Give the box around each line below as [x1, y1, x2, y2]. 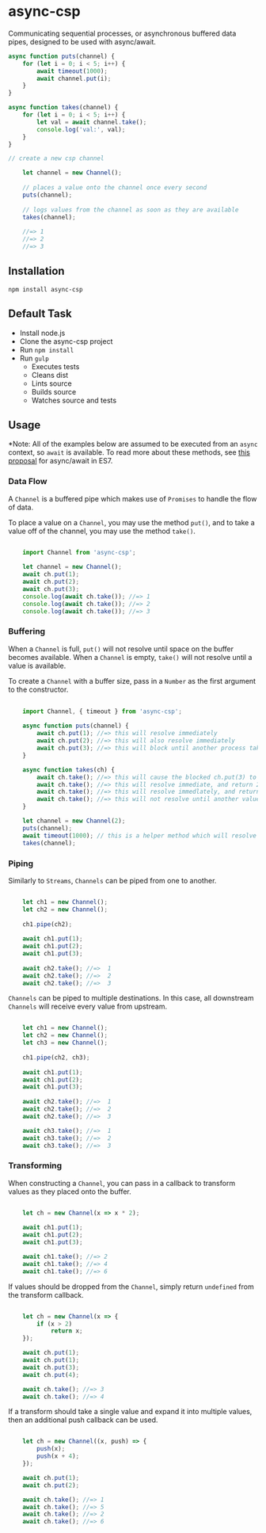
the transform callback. [8, 1290, 85, 1299]
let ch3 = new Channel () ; [22, 1039, 108, 1047]
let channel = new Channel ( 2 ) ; [22, 817, 126, 826]
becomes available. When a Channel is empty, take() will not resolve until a [8, 652, 253, 662]
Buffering [8, 626, 46, 637]
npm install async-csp [8, 285, 83, 293]
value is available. [8, 661, 66, 670]
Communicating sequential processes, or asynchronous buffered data [8, 29, 237, 38]
